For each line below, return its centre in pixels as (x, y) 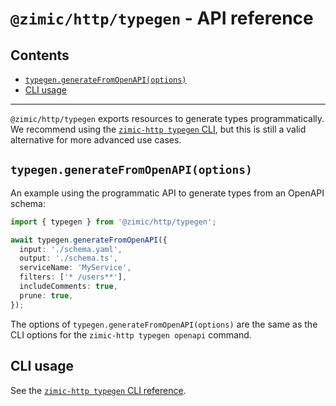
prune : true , (46, 295)
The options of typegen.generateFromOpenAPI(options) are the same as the (164, 324)
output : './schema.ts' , (68, 258)
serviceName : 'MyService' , (75, 268)
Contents (40, 55)
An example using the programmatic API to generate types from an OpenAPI (167, 193)
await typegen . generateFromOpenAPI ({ (89, 240)
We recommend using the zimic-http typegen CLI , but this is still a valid (158, 129)
